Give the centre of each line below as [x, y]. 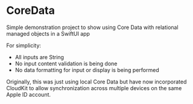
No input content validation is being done [66, 63]
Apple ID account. [29, 94]
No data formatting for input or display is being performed [87, 70]
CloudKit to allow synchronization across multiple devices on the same [94, 88]
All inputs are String [40, 57]
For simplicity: [24, 45]
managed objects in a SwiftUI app [48, 33]
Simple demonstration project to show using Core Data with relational [93, 27]
